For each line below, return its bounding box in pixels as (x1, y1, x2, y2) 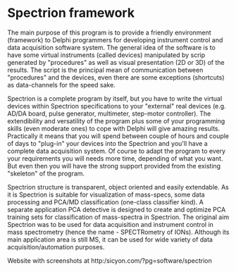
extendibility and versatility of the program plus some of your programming (7, 116, 225, 125)
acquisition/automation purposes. (7, 242, 105, 251)
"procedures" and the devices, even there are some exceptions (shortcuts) (7, 73, 225, 82)
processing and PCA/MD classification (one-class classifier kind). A (7, 197, 204, 206)
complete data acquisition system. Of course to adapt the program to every (7, 147, 226, 155)
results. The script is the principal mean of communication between (7, 66, 204, 74)
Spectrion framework (7, 5, 135, 21)
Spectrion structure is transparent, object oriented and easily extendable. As (7, 183, 229, 191)
